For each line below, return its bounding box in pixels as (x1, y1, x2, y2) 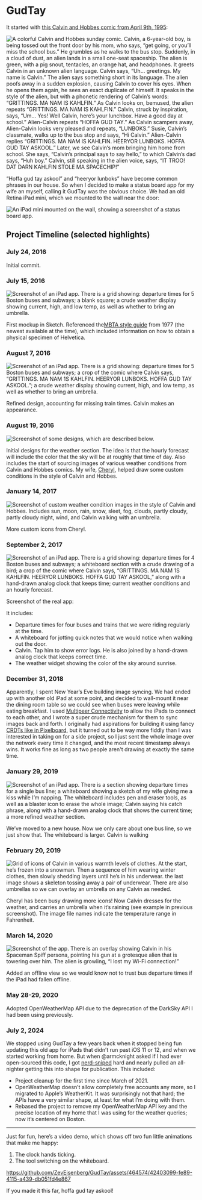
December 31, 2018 (6, 675, 64, 683)
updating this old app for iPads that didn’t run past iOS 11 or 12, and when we (6, 1046, 196, 1053)
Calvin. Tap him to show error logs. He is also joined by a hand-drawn (14, 647, 188, 654)
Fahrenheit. (6, 916, 34, 923)
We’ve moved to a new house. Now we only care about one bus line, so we (6, 825, 192, 832)
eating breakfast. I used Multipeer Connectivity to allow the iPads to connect (6, 707, 196, 714)
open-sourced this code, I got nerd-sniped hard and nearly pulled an (6, 1058, 177, 1066)
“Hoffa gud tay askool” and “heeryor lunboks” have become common (6, 175, 178, 182)
